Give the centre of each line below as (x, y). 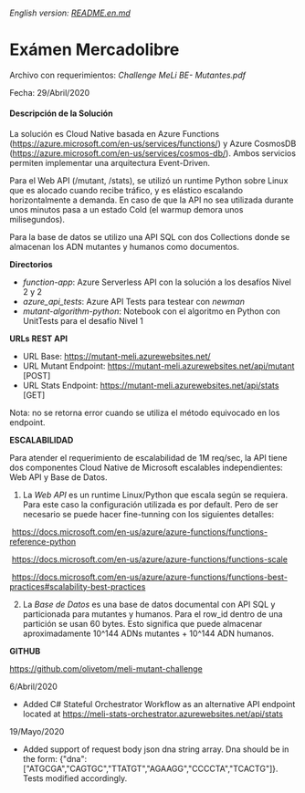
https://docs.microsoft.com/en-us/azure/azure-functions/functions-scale (149, 559)
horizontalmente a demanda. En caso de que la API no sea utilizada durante (152, 200)
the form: (40, 758)
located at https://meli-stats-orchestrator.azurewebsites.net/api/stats (152, 714)
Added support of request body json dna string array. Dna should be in (156, 749)
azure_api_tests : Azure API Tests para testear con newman (133, 301)
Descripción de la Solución (61, 113)
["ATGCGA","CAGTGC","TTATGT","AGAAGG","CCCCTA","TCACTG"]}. (150, 768)
